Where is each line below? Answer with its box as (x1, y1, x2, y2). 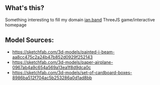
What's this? (5, 4, 45, 12)
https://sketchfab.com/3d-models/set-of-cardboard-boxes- (12, 69, 132, 75)
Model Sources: (5, 36, 54, 44)
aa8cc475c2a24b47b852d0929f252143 (12, 54, 93, 60)
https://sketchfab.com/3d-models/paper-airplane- (12, 59, 113, 65)
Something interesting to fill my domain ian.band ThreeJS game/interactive (5, 17, 155, 22)
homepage (5, 22, 27, 28)
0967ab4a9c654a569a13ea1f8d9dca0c (12, 64, 91, 70)
